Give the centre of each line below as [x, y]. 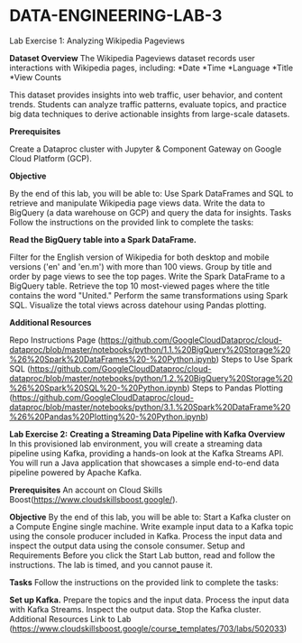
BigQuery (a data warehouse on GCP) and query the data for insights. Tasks [151, 212]
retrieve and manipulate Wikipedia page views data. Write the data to [137, 203]
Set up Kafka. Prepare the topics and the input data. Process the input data [150, 600]
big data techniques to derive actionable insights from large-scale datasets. [150, 114]
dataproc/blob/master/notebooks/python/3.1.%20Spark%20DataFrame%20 [150, 407]
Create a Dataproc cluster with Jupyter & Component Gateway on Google [146, 149]
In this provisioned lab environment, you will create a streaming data [136, 444]
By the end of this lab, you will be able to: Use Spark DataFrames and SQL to [151, 193]
